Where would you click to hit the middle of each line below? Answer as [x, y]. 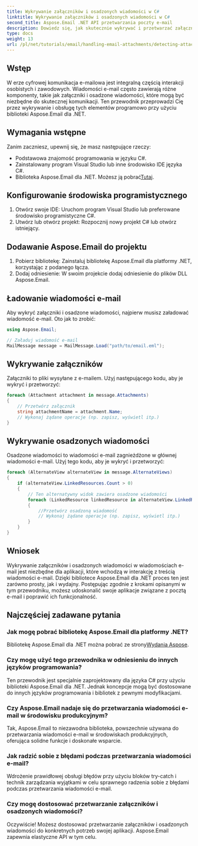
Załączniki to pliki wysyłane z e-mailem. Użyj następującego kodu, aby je [95, 378]
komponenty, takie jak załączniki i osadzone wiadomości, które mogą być [95, 95]
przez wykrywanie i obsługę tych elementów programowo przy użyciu [92, 107]
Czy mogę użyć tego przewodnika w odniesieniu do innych [93, 660]
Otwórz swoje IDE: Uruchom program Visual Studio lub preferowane [98, 209]
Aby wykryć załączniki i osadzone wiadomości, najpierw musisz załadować [98, 312]
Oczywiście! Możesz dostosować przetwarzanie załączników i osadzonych [98, 824]
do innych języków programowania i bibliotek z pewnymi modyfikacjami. [94, 693]
